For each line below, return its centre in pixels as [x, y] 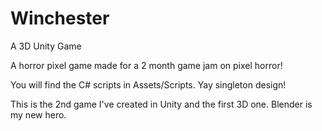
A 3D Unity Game [46, 46]
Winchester [60, 18]
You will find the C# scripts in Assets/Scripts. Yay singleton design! [148, 84]
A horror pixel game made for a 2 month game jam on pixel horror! [146, 65]
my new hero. [38, 114]
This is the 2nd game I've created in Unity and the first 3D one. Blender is [161, 104]
